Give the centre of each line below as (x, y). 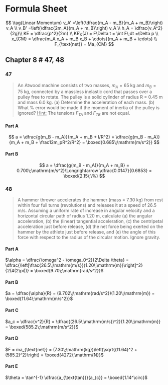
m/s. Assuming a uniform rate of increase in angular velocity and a (86, 210)
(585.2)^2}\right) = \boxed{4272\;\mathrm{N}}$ (54, 355)
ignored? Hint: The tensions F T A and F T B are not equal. (74, 114)
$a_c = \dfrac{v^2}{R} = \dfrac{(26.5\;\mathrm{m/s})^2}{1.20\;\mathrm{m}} (83, 321)
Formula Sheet (36, 9)
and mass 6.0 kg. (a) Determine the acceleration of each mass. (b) (86, 102)
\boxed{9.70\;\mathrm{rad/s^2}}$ (69, 271)
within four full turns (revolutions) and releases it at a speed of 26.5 (87, 205)
